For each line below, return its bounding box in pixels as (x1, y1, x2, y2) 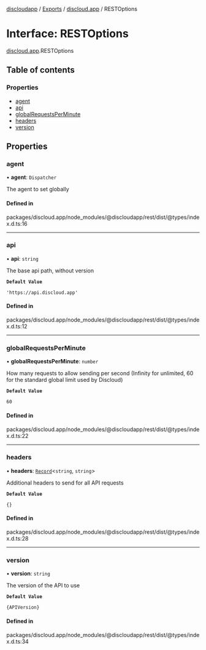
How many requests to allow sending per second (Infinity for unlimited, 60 (6, 370, 194, 377)
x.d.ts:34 (6, 638, 29, 645)
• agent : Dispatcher (6, 173, 57, 181)
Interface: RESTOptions (6, 27, 129, 41)
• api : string (6, 255, 39, 262)
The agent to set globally (6, 186, 69, 193)
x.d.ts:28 (6, 535, 29, 542)
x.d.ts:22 (6, 432, 29, 439)
